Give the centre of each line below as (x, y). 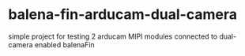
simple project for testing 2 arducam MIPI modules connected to (113, 36)
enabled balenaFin (64, 44)
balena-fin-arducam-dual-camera (122, 15)
